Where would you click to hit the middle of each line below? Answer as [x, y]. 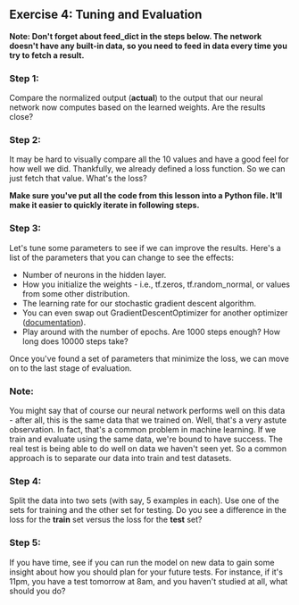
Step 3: [25, 229]
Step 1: [24, 78]
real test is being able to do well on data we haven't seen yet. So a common [148, 449]
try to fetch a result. [47, 55]
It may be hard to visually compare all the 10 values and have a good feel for [149, 159]
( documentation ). [54, 322]
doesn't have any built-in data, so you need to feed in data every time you [148, 46]
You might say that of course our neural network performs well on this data [147, 411]
